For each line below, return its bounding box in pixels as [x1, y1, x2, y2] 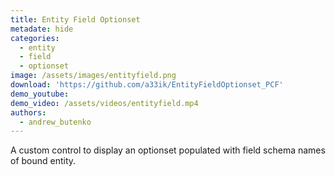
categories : [10, 33, 60, 43]
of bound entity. [10, 155, 77, 167]
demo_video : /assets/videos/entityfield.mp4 [10, 98, 199, 108]
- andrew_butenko [19, 117, 92, 127]
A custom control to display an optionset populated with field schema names [10, 144, 326, 156]
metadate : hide [10, 24, 74, 34]
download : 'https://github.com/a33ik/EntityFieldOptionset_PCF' [10, 80, 284, 90]
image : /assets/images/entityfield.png [10, 71, 177, 81]
